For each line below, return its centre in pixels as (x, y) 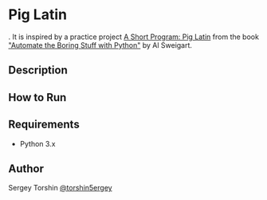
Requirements (44, 125)
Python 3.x (37, 143)
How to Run (37, 97)
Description (38, 71)
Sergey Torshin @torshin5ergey (61, 188)
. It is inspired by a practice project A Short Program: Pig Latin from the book (133, 37)
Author (26, 169)
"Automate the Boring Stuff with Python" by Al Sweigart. (100, 45)
